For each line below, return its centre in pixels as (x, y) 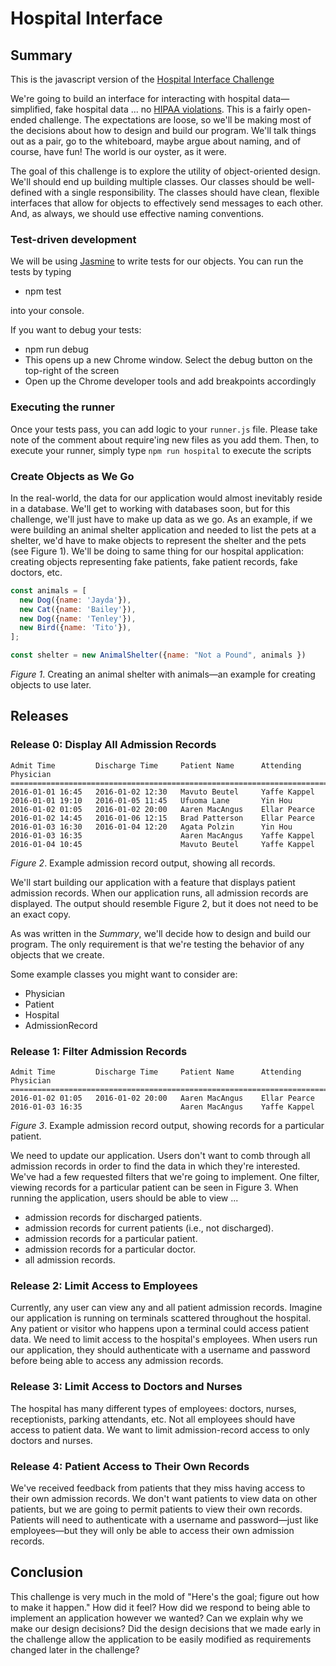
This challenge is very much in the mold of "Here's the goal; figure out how (165, 1596)
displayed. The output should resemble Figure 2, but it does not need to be (164, 903)
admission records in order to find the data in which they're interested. (155, 1166)
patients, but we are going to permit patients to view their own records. (156, 1509)
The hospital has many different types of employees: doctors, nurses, (153, 1408)
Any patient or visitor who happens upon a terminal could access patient (160, 1329)
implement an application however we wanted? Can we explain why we (157, 1618)
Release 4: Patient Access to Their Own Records (130, 1466)
